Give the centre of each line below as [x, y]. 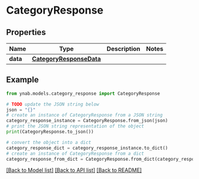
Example [23, 80]
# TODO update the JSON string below [53, 104]
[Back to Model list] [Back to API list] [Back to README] [74, 170]
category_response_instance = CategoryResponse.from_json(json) [87, 121]
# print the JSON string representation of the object [75, 126]
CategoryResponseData [66, 59]
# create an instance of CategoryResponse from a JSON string [84, 115]
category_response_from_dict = [45, 159]
